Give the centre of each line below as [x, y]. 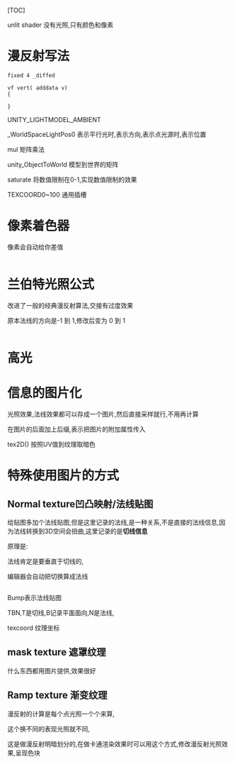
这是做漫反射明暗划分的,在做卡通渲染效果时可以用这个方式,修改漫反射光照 [115, 743]
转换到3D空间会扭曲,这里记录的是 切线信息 [87, 531]
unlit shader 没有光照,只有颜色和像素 [61, 25]
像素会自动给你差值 [35, 247]
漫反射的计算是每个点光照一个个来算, [61, 714]
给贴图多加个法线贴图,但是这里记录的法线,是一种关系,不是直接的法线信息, [113, 522]
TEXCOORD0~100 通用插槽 [47, 194]
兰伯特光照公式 [51, 285]
